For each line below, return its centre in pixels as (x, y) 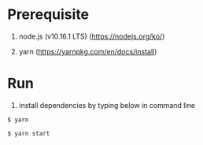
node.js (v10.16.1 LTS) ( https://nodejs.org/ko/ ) (92, 36)
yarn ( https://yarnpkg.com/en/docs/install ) (88, 51)
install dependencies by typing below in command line (107, 105)
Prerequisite (48, 15)
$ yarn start (29, 133)
